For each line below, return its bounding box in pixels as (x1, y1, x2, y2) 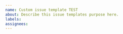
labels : (5, 16, 22, 21)
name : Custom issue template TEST (5, 7, 78, 12)
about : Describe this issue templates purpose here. (5, 12, 119, 17)
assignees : (5, 21, 28, 26)
